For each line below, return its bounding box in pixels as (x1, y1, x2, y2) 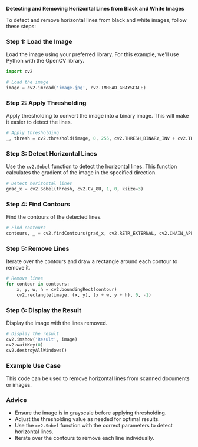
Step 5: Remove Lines (6, 244, 70, 252)
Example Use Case (6, 361, 61, 370)
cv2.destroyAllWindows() (6, 347, 67, 354)
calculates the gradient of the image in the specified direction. (6, 169, 157, 176)
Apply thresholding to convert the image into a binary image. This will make (6, 112, 189, 119)
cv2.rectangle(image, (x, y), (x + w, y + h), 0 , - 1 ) (16, 292, 151, 298)
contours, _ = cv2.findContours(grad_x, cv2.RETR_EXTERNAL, (6, 231, 157, 237)
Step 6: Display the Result (6, 306, 81, 314)
